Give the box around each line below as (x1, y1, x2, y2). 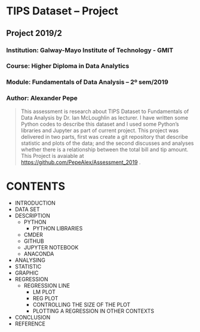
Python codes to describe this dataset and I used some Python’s (20, 120, 179, 127)
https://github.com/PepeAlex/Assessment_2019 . (20, 159, 141, 166)
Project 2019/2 (6, 28, 63, 38)
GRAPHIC (14, 269, 39, 276)
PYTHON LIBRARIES (32, 224, 83, 232)
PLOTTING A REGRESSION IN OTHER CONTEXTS (32, 307, 154, 315)
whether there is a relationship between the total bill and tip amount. (20, 145, 189, 153)
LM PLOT (32, 288, 56, 296)
